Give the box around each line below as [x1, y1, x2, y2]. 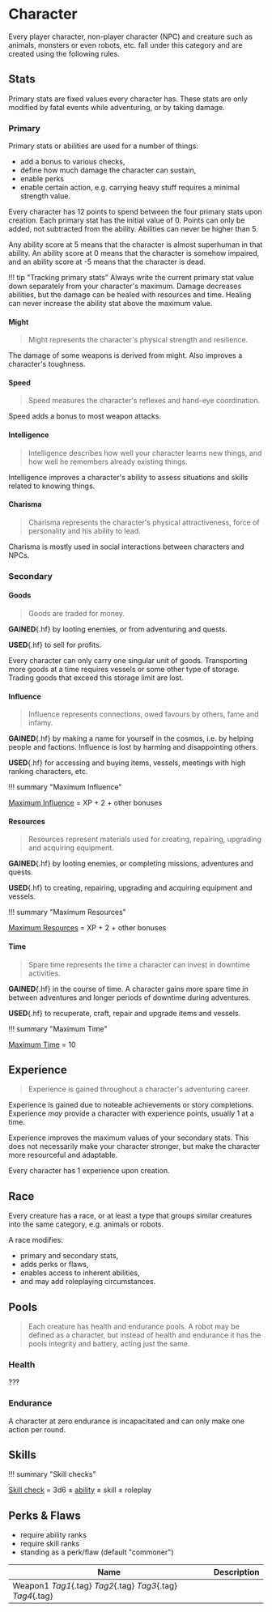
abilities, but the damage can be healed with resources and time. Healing [8, 290, 252, 300]
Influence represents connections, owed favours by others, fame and [28, 709, 259, 719]
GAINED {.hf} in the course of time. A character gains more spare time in [8, 984, 249, 993]
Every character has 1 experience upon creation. [8, 1166, 170, 1176]
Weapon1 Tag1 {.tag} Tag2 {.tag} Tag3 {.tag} [12, 1580, 178, 1592]
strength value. [19, 191, 71, 201]
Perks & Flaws [8, 1508, 81, 1522]
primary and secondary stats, [19, 1251, 119, 1261]
